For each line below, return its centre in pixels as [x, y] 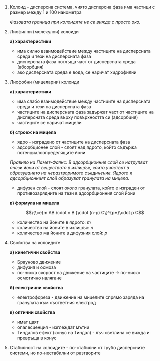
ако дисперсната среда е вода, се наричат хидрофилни [77, 72]
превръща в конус [37, 338]
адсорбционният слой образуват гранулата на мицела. [70, 178]
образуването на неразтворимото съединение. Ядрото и [71, 173]
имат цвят [28, 322]
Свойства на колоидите [35, 243]
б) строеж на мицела [33, 132]
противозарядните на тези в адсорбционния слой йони [76, 193]
